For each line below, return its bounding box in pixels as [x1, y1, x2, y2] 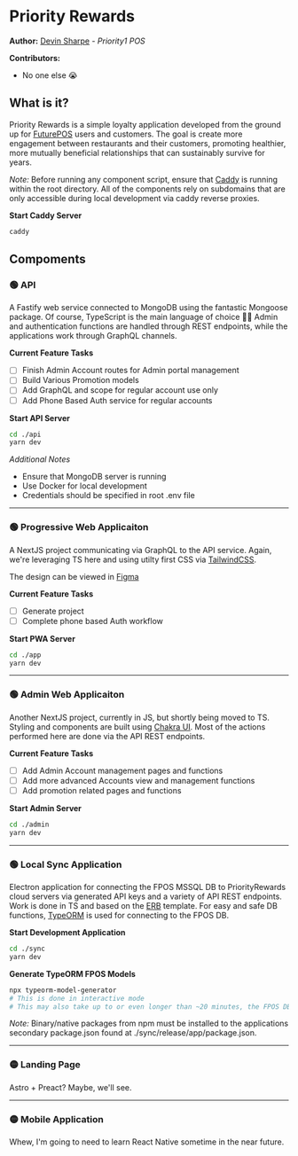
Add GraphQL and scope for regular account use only [21, 385, 219, 395]
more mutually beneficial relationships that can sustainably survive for [9, 147, 265, 158]
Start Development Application [9, 927, 126, 938]
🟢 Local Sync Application [9, 858, 122, 871]
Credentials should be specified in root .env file [21, 490, 195, 501]
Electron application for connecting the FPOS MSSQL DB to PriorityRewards [9, 882, 286, 893]
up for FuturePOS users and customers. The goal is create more [9, 129, 243, 139]
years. [9, 157, 33, 168]
